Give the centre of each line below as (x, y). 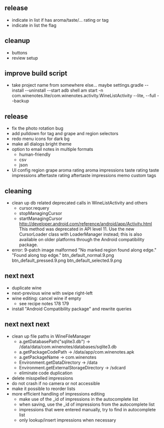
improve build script (36, 73)
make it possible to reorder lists (43, 389)
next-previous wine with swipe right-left (52, 293)
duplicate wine (27, 287)
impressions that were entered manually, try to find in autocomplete (87, 409)
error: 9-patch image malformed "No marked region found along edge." (84, 250)
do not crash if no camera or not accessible (56, 383)
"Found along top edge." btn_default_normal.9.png (63, 255)
